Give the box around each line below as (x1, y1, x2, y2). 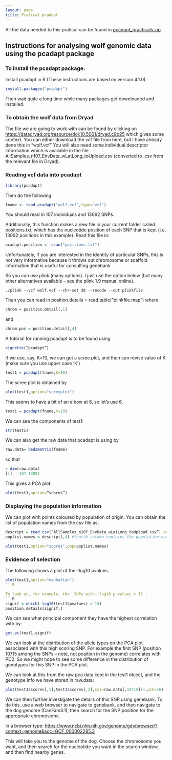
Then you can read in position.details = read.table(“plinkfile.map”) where (5, 297, 159, 303)
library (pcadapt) (5, 183, 42, 188)
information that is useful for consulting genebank (5, 263, 111, 269)
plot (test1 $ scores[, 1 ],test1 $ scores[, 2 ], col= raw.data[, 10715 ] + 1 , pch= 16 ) (5, 687, 164, 692)
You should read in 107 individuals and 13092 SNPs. (5, 211, 114, 218)
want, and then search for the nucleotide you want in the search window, (5, 744, 159, 750)
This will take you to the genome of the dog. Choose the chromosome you (5, 738, 162, 745)
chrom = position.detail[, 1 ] (5, 307, 68, 312)
